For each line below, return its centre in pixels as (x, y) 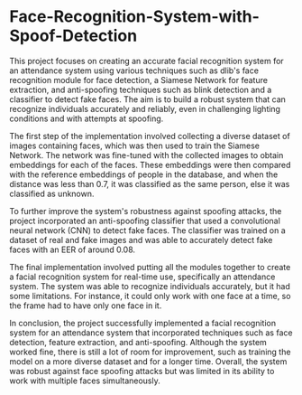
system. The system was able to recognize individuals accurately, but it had (150, 286)
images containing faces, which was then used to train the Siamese (134, 146)
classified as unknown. (52, 193)
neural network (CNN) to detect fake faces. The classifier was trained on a (147, 230)
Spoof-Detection (73, 36)
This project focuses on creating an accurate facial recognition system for (146, 61)
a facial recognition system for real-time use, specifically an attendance (142, 277)
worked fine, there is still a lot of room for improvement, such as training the (150, 352)
